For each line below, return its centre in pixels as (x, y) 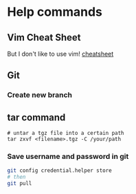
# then (16, 177)
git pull (20, 184)
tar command (36, 117)
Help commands (55, 12)
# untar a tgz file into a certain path (66, 133)
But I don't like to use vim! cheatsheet (60, 54)
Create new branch (39, 95)
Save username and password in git (68, 157)
